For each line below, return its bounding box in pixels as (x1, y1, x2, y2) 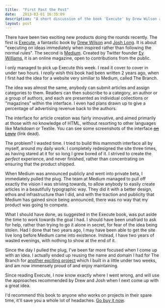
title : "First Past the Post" (5, 7, 69, 12)
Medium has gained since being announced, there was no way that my (5, 197, 148, 203)
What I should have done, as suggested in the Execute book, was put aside (5, 212, 157, 218)
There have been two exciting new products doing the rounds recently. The (5, 34, 158, 40)
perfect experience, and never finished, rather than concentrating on (5, 156, 144, 162)
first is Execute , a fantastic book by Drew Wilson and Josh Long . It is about (5, 40, 157, 46)
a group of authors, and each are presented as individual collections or (5, 95, 148, 101)
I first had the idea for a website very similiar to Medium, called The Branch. (5, 75, 158, 81)
